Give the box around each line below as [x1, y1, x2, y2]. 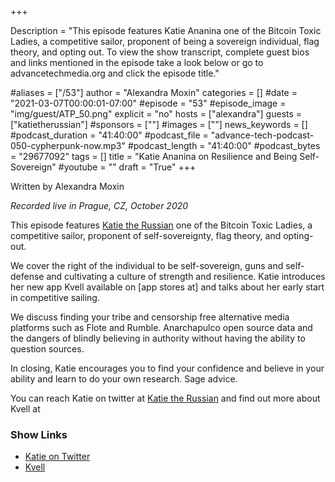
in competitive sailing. [10, 292, 100, 303]
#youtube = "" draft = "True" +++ [58, 161, 197, 173]
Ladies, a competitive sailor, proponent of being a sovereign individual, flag [10, 36, 320, 47]
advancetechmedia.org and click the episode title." [10, 67, 220, 79]
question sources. [10, 343, 85, 355]
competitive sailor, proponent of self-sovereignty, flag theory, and [10, 230, 282, 241]
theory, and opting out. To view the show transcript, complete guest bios [10, 46, 310, 58]
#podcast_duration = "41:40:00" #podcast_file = [10, 129, 209, 141]
